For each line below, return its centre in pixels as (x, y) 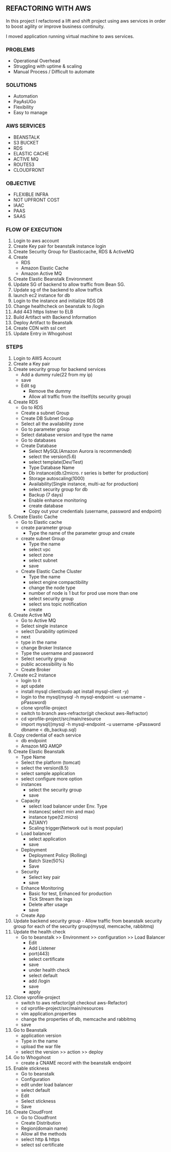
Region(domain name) (44, 1128)
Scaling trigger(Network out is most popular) (76, 828)
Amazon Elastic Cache (45, 268)
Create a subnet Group (45, 413)
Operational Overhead (37, 61)
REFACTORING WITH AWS (49, 8)
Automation (25, 96)
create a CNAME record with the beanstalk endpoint (76, 1063)
